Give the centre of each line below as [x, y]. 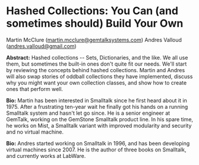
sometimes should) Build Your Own [95, 23]
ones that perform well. [35, 89]
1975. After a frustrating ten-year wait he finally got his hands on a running [97, 106]
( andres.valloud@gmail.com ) [41, 46]
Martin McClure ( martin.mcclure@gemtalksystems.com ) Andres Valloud [94, 40]
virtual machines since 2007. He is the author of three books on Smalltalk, [96, 150]
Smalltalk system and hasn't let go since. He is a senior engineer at [88, 113]
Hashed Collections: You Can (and [92, 11]
